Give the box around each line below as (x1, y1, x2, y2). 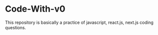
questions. (5, 24, 26, 30)
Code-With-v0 (5, 3, 66, 15)
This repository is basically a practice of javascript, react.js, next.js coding (5, 19, 154, 25)
